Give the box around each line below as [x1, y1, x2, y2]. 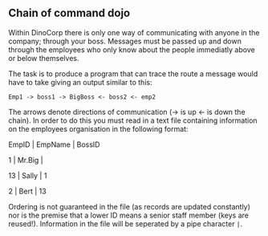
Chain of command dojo [8, 6, 131, 20]
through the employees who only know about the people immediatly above [8, 44, 255, 55]
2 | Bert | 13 [8, 186, 47, 196]
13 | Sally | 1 [8, 170, 47, 180]
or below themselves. [8, 53, 79, 63]
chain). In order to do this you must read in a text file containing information [8, 116, 258, 125]
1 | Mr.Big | [8, 155, 44, 165]
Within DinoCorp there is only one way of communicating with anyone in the [8, 27, 260, 37]
